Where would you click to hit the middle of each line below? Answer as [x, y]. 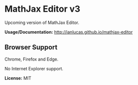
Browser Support [31, 47]
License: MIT [18, 78]
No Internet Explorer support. [34, 68]
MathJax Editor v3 [42, 9]
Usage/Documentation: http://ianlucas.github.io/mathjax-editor [69, 32]
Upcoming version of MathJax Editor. [42, 22]
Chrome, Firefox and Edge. [32, 59]
